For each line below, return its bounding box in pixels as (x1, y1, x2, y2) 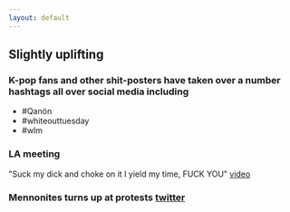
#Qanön (21, 106, 53, 117)
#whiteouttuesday (21, 115, 90, 127)
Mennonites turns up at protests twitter (8, 191, 186, 204)
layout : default (8, 13, 70, 23)
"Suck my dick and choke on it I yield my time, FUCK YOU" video (8, 169, 251, 179)
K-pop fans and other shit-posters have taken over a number (8, 73, 281, 86)
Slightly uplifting (8, 47, 104, 63)
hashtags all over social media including (8, 85, 189, 98)
